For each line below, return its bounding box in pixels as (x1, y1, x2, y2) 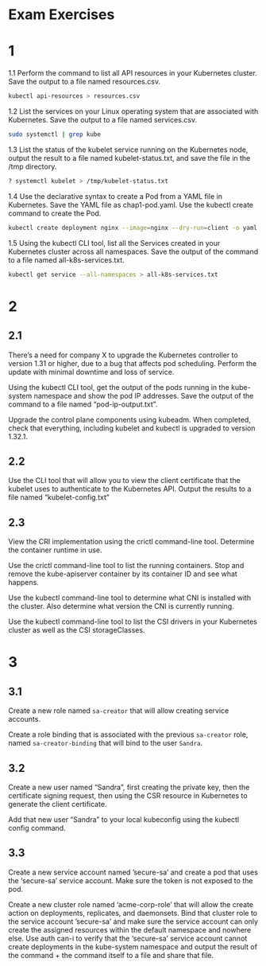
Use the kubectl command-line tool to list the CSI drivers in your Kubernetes (8, 617, 258, 626)
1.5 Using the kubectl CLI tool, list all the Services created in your (8, 238, 221, 247)
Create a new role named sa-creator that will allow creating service (8, 706, 229, 715)
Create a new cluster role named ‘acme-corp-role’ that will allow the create (8, 899, 254, 909)
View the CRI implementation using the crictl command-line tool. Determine (8, 537, 255, 547)
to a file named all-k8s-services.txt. (8, 255, 125, 264)
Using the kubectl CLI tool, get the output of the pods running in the (8, 382, 230, 391)
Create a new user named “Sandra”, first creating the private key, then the (8, 782, 250, 792)
